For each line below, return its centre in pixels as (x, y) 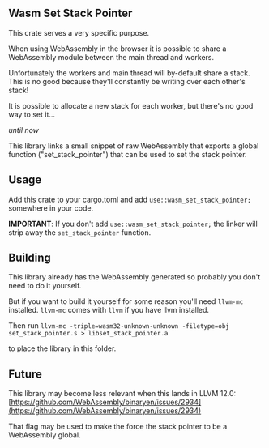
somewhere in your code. (51, 208)
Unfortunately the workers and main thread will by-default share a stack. (129, 73)
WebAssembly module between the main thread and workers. (111, 57)
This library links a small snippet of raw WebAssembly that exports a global (134, 146)
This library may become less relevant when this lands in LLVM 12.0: (122, 394)
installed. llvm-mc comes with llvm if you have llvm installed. (109, 310)
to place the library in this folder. (62, 348)
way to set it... (32, 114)
